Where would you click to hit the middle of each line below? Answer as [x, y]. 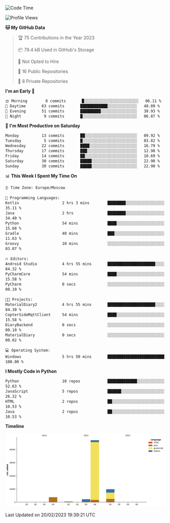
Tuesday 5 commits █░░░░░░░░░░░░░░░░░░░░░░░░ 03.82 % [82, 141]
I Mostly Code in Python [31, 371]
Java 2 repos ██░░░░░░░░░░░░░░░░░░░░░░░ [85, 412]
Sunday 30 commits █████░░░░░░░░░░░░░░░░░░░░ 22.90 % [82, 166]
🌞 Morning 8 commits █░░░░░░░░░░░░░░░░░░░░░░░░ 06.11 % [83, 101]
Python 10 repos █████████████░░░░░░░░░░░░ [85, 381]
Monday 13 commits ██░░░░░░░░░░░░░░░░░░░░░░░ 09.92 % [82, 136]
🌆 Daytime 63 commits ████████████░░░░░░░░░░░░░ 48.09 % [82, 106]
